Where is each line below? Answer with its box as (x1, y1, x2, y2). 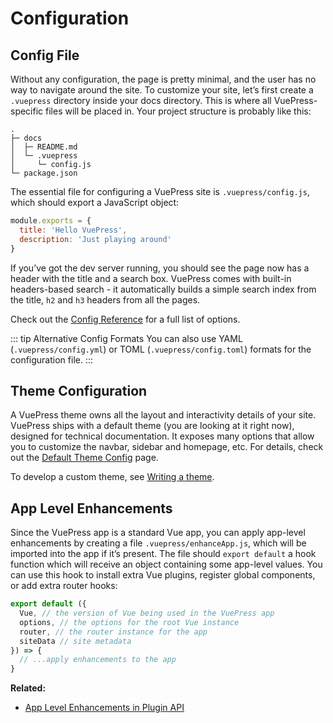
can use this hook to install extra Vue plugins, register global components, (10, 569, 316, 581)
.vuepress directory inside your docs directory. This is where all (10, 95, 272, 106)
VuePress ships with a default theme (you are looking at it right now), (10, 420, 295, 432)
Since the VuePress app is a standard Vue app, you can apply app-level (10, 527, 306, 539)
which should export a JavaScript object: (10, 197, 180, 208)
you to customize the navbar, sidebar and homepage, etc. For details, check (10, 441, 324, 453)
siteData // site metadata (19, 636, 132, 646)
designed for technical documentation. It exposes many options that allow (10, 430, 315, 442)
